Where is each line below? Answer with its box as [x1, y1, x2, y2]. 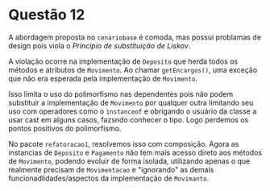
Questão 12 [8, 6, 85, 24]
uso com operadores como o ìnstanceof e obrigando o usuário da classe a [8, 106, 257, 116]
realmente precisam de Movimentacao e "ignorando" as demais [8, 164, 214, 174]
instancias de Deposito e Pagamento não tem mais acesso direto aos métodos [8, 147, 263, 157]
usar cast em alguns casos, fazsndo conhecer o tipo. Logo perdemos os [8, 114, 249, 124]
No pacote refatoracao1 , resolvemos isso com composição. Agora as [8, 139, 239, 148]
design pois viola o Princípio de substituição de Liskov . [8, 40, 191, 50]
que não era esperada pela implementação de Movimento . [8, 73, 197, 83]
